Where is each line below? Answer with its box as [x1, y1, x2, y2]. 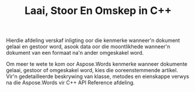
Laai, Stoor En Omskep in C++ [24, 4, 172, 17]
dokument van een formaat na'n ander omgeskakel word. [6, 49, 144, 56]
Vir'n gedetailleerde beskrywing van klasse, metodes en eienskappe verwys [6, 73, 190, 80]
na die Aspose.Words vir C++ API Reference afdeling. [6, 79, 135, 86]
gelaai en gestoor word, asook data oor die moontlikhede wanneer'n [6, 43, 170, 50]
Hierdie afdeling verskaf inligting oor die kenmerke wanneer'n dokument [6, 37, 180, 44]
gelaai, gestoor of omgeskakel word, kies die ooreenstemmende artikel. [6, 67, 178, 74]
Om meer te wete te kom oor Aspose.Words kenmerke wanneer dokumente [6, 61, 188, 68]
